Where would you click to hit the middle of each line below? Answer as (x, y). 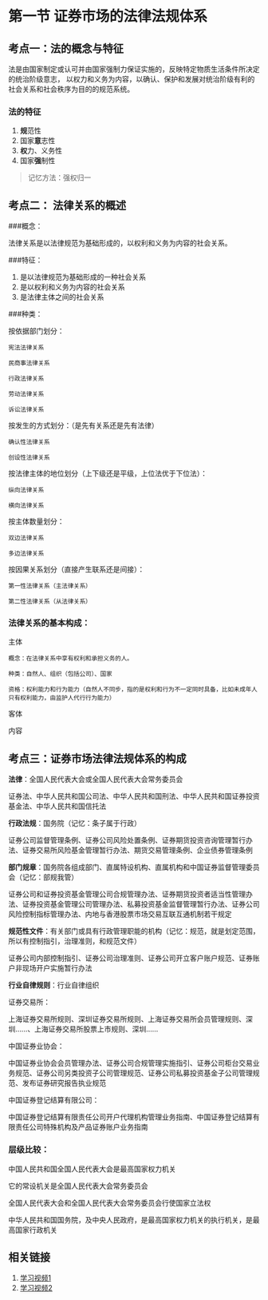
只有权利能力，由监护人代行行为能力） (62, 698)
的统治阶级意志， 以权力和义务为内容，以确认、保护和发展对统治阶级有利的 (132, 79)
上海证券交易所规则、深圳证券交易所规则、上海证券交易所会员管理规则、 (127, 1019)
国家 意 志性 (37, 141)
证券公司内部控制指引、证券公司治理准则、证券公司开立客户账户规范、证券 (130, 958)
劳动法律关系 (26, 394)
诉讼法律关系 (26, 410)
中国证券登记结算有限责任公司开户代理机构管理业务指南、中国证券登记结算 (130, 1117)
